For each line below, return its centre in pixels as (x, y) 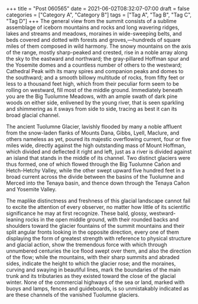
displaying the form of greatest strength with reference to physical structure (98, 238)
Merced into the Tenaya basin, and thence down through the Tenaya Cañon (98, 183)
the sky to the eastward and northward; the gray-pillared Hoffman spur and (98, 59)
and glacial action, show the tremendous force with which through (87, 245)
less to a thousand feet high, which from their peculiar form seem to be (92, 84)
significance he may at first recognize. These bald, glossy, (77, 213)
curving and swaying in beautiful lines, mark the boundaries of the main (93, 270)
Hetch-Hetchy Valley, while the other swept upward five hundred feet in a (95, 170)
